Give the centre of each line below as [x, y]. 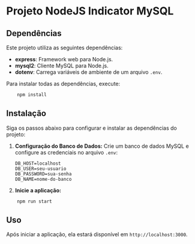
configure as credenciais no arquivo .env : [66, 152]
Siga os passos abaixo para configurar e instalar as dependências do [91, 128]
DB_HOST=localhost [38, 163]
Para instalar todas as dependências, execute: [63, 84]
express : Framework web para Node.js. [64, 59]
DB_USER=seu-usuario [40, 169]
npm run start [34, 201]
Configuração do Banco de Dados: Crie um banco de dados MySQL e [102, 146]
